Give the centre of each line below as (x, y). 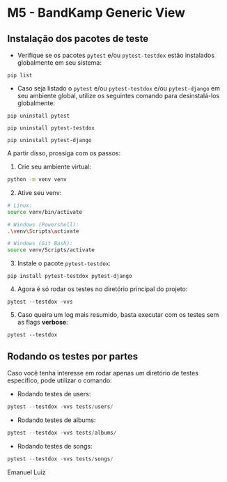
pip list (20, 75)
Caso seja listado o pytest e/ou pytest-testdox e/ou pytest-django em (119, 88)
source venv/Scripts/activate (51, 250)
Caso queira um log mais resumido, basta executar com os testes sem (118, 315)
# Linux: (20, 205)
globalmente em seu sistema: (60, 63)
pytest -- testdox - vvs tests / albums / (62, 433)
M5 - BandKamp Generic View (96, 13)
